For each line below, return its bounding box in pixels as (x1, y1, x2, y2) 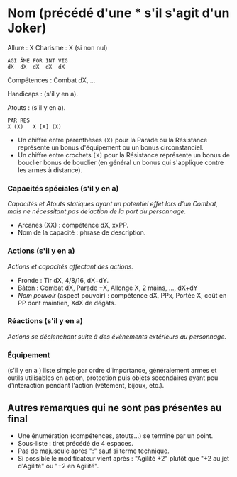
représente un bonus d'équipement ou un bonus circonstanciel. (17, 143, 204, 152)
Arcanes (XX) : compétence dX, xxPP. (17, 221, 129, 230)
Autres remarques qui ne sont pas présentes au (7, 402, 222, 414)
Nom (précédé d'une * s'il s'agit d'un (7, 5, 230, 21)
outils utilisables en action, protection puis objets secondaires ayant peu (7, 374, 219, 382)
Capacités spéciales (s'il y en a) (7, 183, 119, 193)
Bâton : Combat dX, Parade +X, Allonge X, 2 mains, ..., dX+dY (17, 284, 198, 292)
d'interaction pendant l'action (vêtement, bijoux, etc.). (7, 381, 165, 390)
